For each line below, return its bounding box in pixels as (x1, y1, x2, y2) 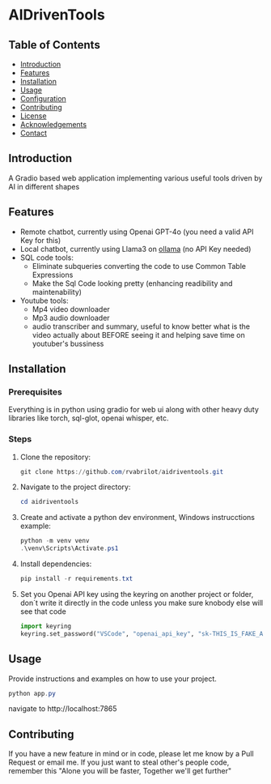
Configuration (19, 94, 66, 103)
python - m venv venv (19, 537, 90, 545)
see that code (19, 606, 66, 616)
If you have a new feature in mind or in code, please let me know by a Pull (8, 749, 254, 759)
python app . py (8, 689, 57, 697)
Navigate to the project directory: (19, 482, 131, 492)
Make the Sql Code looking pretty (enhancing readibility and (32, 278, 233, 288)
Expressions (32, 270, 74, 279)
